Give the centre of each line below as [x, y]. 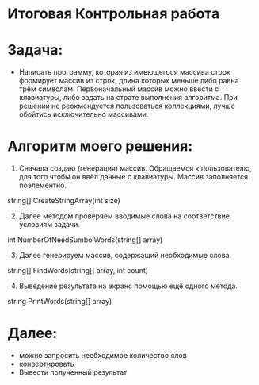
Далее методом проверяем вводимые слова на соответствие [124, 216]
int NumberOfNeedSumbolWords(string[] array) [85, 240]
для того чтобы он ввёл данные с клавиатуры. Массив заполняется [133, 177]
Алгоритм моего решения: [100, 146]
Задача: [35, 50]
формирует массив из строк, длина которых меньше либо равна [129, 81]
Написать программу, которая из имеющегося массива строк [125, 72]
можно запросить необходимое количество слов [103, 355]
